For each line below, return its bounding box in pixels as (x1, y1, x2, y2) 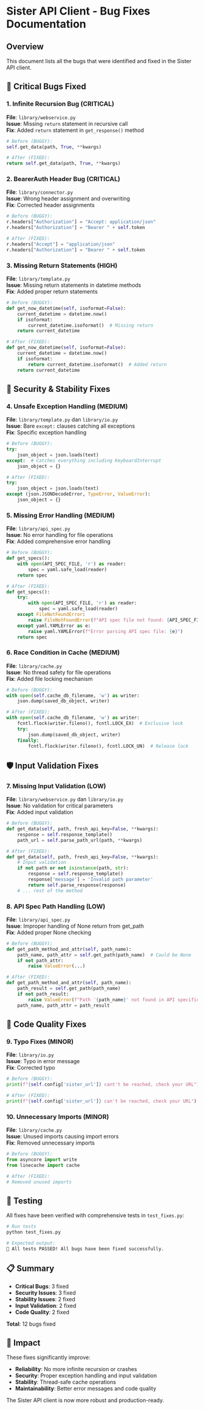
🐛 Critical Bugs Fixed (6, 81, 86, 92)
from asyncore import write (6, 1156, 78, 1163)
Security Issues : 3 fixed (15, 1289, 76, 1296)
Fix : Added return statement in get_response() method (6, 126, 144, 134)
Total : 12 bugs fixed (6, 1320, 56, 1327)
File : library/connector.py (6, 188, 73, 196)
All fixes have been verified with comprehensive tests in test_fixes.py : (6, 1212, 185, 1219)
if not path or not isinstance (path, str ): (17, 865, 129, 871)
